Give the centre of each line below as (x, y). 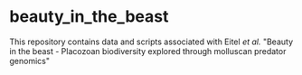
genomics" (29, 61)
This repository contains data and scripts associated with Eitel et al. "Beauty (151, 42)
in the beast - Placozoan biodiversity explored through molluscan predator (148, 51)
